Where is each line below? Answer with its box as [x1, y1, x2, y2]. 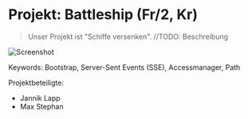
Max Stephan [19, 102, 64, 111]
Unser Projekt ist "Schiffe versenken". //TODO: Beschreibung [27, 32, 229, 41]
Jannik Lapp [19, 93, 61, 102]
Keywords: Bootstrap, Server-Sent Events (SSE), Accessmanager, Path [8, 62, 241, 72]
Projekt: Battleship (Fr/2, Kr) [8, 6, 198, 24]
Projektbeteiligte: [8, 78, 64, 87]
